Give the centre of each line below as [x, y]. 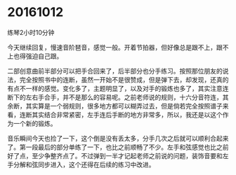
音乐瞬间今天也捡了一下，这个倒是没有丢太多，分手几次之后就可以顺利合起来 [118, 138]
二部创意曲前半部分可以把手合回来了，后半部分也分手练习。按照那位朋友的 [115, 71]
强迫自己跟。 [44, 56]
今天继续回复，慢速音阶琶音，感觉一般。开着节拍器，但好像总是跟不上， [112, 47]
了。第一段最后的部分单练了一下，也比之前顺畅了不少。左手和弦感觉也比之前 [118, 147]
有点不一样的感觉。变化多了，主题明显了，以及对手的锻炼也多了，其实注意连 [118, 88]
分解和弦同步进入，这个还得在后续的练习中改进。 [84, 164]
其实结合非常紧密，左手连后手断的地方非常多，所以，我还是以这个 [127, 114]
